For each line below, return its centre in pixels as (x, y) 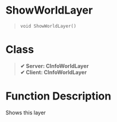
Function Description (58, 96)
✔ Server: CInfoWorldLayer (54, 66)
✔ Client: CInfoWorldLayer (53, 72)
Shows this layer (26, 113)
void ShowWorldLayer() (48, 26)
